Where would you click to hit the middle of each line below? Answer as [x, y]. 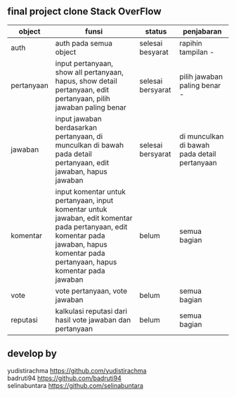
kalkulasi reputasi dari [91, 311]
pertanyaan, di [79, 136]
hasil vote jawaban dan [93, 320]
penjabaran [202, 31]
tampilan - [197, 52]
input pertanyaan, [84, 63]
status [156, 31]
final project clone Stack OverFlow [84, 12]
